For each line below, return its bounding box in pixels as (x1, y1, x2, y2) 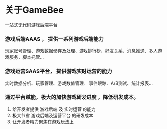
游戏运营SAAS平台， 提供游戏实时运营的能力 (5, 68, 112, 75)
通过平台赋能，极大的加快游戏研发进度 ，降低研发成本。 (5, 94, 139, 101)
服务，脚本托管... (9, 54, 44, 60)
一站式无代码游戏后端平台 (5, 22, 58, 28)
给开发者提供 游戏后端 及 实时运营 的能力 (12, 106, 96, 112)
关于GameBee (5, 4, 64, 16)
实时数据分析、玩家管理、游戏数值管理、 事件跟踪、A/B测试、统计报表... (5, 80, 153, 86)
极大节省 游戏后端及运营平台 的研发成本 (12, 112, 93, 118)
